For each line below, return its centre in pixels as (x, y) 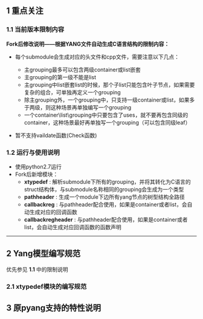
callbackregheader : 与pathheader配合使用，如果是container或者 (106, 219)
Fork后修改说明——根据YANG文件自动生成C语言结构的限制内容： (88, 43)
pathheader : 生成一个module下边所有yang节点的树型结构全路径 (105, 197)
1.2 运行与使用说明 (33, 152)
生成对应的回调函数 (53, 212)
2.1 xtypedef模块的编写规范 (47, 286)
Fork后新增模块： (37, 174)
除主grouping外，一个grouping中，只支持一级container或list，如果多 (109, 100)
